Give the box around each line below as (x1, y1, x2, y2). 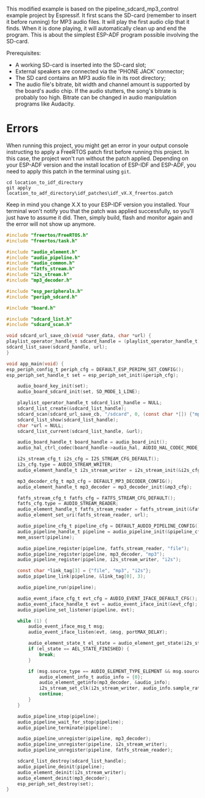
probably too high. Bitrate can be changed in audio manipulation (15, 94, 177, 101)
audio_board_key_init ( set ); (17, 383, 88, 390)
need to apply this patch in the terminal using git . (6, 167, 131, 175)
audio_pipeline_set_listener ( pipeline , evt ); (17, 607, 135, 613)
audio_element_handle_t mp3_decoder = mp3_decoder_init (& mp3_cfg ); (17, 484, 192, 490)
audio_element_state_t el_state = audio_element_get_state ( (28, 640, 184, 647)
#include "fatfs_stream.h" (6, 266, 75, 272)
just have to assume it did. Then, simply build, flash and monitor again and (6, 214, 193, 221)
